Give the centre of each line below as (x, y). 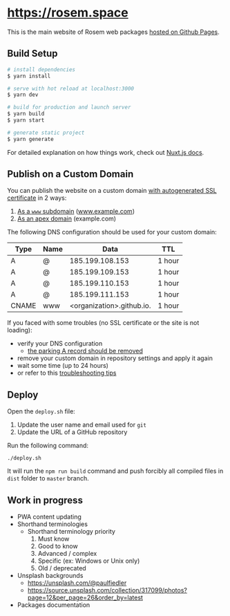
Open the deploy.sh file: (41, 411)
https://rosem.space (68, 13)
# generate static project (46, 133)
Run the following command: (48, 446)
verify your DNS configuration (60, 344)
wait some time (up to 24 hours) (63, 366)
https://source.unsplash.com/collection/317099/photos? (107, 590)
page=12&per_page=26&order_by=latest (85, 598)
